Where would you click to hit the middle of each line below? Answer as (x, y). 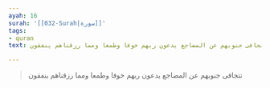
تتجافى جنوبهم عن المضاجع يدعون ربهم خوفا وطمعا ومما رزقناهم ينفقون (135, 75)
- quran (21, 38)
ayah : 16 (23, 16)
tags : (17, 30)
